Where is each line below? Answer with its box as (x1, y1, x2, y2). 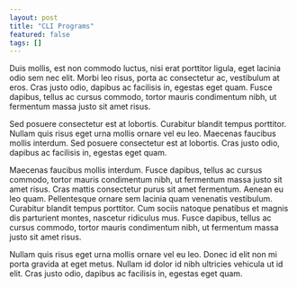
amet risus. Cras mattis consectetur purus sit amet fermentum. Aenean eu (9, 184, 284, 194)
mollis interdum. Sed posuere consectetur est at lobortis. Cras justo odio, (9, 138, 281, 148)
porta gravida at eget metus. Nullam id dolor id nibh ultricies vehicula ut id (9, 258, 283, 270)
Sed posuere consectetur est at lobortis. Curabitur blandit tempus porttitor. (9, 119, 287, 130)
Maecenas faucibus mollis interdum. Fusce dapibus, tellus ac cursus (9, 165, 263, 175)
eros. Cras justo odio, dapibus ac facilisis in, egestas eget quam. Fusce (9, 82, 273, 93)
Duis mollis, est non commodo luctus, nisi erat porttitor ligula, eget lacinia (9, 63, 282, 74)
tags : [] (9, 38, 42, 48)
